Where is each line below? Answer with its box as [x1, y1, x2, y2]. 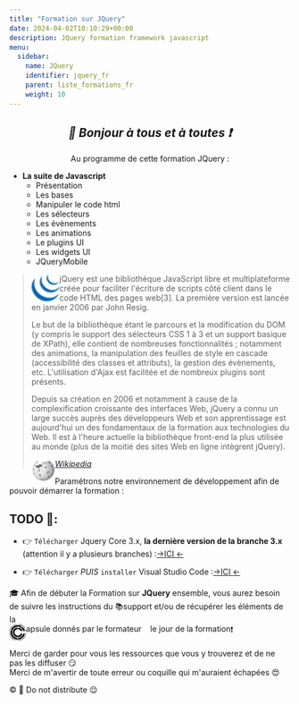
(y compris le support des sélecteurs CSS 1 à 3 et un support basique [30, 329, 287, 340]
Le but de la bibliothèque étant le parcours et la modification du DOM [30, 319, 286, 330]
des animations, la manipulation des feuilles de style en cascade [30, 348, 268, 359]
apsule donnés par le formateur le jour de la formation [26, 623, 231, 634]
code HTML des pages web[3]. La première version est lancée [59, 293, 290, 303]
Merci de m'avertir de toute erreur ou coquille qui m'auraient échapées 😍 [9, 667, 280, 678]
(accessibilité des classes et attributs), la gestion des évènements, [30, 358, 276, 369]
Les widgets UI [35, 247, 91, 258]
